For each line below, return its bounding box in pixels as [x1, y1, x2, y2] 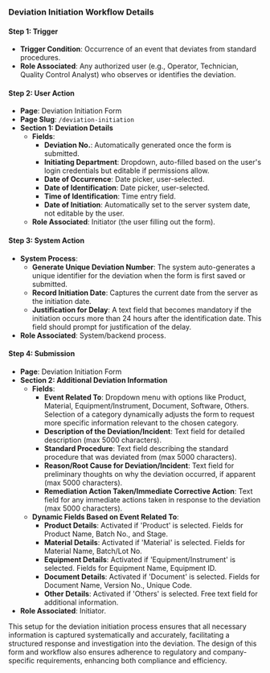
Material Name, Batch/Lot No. [43, 546, 142, 556]
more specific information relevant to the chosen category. [43, 417, 239, 428]
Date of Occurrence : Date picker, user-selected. [43, 174, 205, 184]
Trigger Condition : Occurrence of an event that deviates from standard [19, 44, 257, 54]
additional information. [43, 597, 119, 607]
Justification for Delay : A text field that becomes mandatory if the [31, 305, 252, 314]
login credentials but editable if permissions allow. [43, 166, 210, 175]
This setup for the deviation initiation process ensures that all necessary [8, 622, 247, 631]
